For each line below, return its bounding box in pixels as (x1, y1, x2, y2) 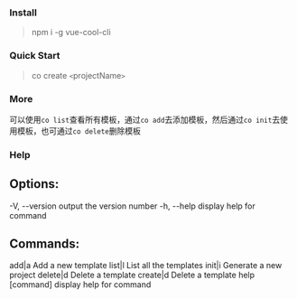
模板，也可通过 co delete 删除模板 (16, 125, 142, 136)
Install (9, 6, 38, 19)
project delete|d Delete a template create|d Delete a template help (9, 269, 255, 281)
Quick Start (9, 50, 60, 62)
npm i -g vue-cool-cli (31, 27, 111, 38)
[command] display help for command (9, 279, 152, 290)
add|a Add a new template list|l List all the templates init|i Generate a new (9, 260, 283, 271)
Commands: (9, 237, 80, 252)
